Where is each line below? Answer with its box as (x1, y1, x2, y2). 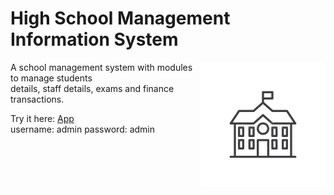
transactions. (10, 93, 65, 105)
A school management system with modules (10, 61, 193, 73)
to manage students (10, 72, 93, 84)
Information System (10, 28, 179, 51)
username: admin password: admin (10, 123, 156, 135)
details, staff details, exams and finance (10, 82, 175, 94)
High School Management (10, 7, 231, 30)
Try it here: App (10, 112, 75, 124)
